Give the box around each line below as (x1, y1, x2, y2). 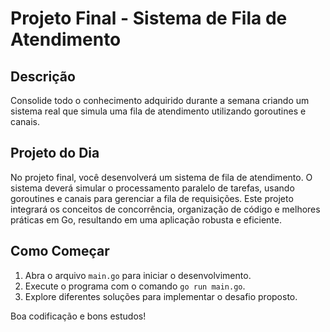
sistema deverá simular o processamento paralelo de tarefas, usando (10, 182, 295, 194)
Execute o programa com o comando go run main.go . (24, 280, 246, 292)
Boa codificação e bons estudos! (10, 310, 147, 322)
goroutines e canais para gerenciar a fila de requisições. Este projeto (10, 192, 294, 204)
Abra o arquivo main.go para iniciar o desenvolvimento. (24, 269, 252, 281)
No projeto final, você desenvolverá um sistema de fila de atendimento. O (10, 171, 313, 183)
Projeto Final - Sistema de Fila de (10, 7, 288, 30)
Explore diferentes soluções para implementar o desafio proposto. (24, 290, 298, 302)
